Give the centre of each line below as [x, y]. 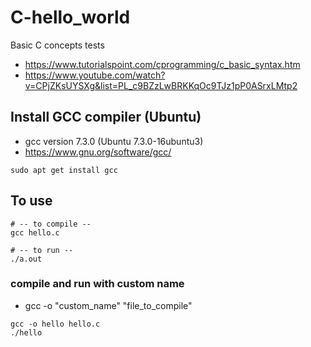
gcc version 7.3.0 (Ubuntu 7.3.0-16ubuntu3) [114, 141]
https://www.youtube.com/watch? [95, 75]
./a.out [26, 259]
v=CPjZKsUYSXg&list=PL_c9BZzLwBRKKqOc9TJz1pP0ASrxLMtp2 [161, 85]
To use [31, 201]
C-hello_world [70, 17]
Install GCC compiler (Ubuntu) [106, 117]
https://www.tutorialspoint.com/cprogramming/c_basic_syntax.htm [162, 64]
